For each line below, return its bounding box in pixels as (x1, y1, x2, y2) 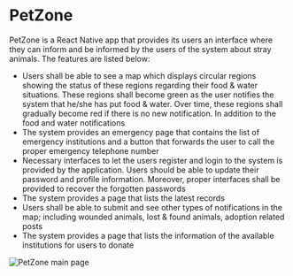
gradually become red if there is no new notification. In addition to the (21, 108, 277, 119)
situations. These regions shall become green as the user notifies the (21, 89, 274, 100)
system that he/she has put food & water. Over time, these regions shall (21, 98, 283, 109)
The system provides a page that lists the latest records (21, 192, 226, 203)
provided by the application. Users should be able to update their (21, 165, 259, 175)
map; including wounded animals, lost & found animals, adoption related (21, 211, 285, 222)
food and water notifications (21, 117, 126, 128)
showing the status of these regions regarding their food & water (21, 80, 258, 90)
